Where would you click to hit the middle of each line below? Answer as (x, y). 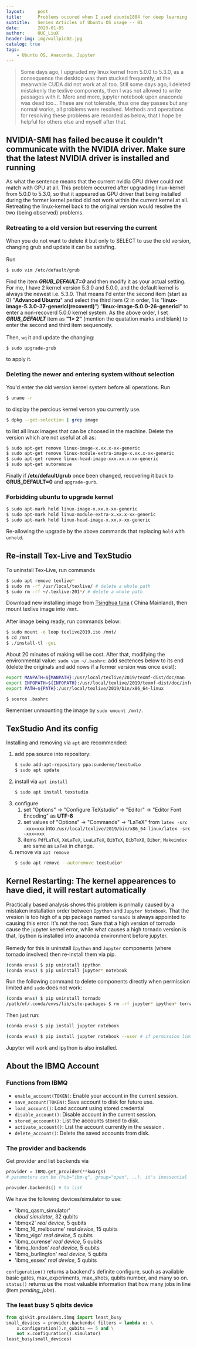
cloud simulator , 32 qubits (46, 1216)
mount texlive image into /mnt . (43, 609)
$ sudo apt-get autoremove (39, 464)
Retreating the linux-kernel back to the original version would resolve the (94, 206)
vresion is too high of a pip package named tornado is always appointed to (96, 917)
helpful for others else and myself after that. (74, 121)
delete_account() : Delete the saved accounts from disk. (82, 1133)
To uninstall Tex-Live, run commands (51, 570)
